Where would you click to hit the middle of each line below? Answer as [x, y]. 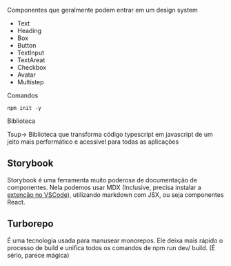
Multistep [30, 82]
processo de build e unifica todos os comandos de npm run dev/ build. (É [111, 247]
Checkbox [32, 67]
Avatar [26, 75]
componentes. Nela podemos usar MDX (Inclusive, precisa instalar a [104, 187]
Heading [29, 31]
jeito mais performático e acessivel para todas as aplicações [93, 142]
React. [16, 202]
